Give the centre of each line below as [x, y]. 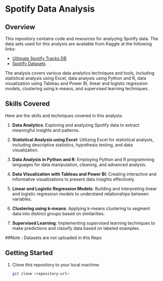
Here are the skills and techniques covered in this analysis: [64, 115]
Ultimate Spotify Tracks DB [39, 58]
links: [10, 49]
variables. [22, 199]
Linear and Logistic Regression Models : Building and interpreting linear [84, 188]
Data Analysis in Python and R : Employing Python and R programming [83, 159]
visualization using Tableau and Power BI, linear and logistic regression [76, 83]
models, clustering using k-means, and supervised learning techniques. [77, 88]
